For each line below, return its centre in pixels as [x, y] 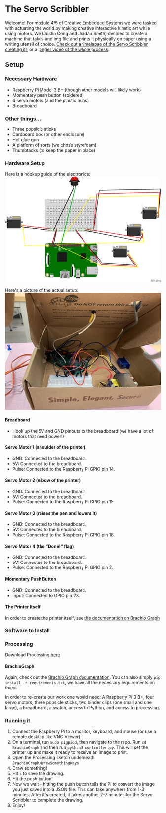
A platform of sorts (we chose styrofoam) [54, 145]
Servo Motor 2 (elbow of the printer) [43, 480]
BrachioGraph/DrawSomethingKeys [45, 763]
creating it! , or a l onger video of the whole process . [57, 49]
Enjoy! [19, 805]
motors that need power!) [38, 436]
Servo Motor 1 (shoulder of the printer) [45, 447]
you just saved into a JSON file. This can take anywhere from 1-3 [78, 789]
